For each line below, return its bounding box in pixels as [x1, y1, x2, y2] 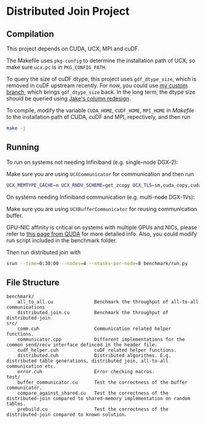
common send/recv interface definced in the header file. [6, 342, 158, 348]
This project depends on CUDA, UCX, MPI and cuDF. [6, 45, 140, 52]
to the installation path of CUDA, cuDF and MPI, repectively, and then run [6, 114, 191, 120]
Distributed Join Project [6, 4, 130, 18]
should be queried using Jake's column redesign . [6, 95, 131, 102]
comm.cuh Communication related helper [17, 326, 172, 332]
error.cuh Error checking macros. [17, 369, 155, 375]
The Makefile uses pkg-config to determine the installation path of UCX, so [6, 57, 196, 64]
